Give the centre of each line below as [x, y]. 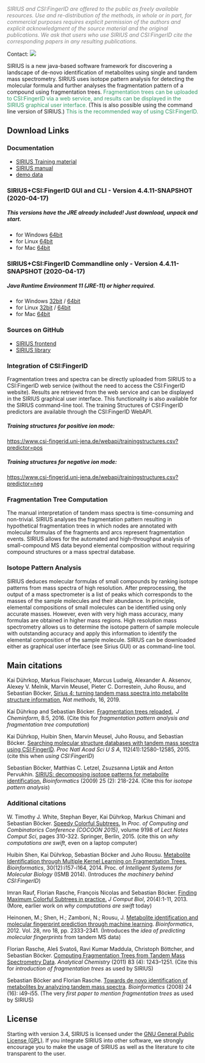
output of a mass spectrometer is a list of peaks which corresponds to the [100, 594]
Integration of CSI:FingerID [48, 366]
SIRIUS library [33, 350]
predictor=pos [25, 448]
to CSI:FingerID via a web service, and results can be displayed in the [94, 98]
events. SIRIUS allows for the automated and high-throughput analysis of [99, 539]
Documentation [31, 148]
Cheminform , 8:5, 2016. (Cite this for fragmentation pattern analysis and [98, 718]
